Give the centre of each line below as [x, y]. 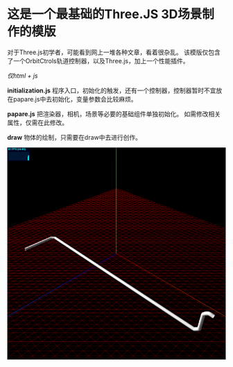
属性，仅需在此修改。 [37, 122]
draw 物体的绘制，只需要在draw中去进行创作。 [75, 137]
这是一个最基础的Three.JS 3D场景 [105, 14]
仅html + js [23, 75]
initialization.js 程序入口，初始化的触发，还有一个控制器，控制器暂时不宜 [112, 90]
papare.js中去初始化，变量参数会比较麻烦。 [75, 99]
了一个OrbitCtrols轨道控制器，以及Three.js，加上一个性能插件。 [98, 60]
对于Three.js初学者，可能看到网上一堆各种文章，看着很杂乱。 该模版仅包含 [114, 52]
